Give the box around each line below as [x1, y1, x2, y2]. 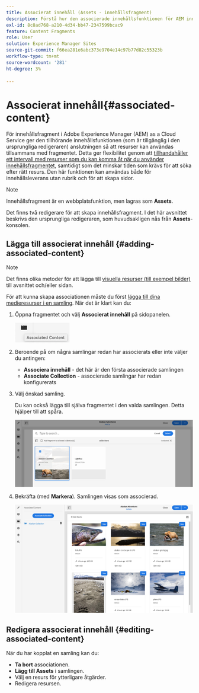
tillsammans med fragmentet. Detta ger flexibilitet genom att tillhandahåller [6, 149, 188, 157]
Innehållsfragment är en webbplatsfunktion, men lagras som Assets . [6, 197, 174, 205]
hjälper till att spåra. [14, 408, 63, 415]
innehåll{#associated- [63, 98, 175, 112]
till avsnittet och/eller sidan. [6, 282, 73, 289]
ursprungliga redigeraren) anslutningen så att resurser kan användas [6, 143, 174, 151]
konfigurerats [23, 379, 57, 386]
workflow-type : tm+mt [6, 53, 60, 59]
